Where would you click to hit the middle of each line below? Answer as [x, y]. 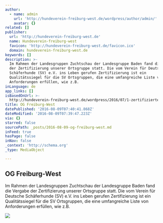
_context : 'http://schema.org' [37, 146]
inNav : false [18, 141]
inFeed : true [18, 132]
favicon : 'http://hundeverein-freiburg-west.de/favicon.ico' [73, 46]
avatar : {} [25, 23]
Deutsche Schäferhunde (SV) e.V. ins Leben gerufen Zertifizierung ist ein [78, 196]
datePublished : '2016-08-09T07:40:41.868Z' [50, 109]
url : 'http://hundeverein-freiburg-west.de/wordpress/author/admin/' [86, 19]
